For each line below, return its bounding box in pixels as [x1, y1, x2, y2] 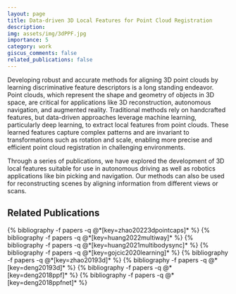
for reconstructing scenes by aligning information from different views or [7, 179, 218, 188]
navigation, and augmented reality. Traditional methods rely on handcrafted [7, 105, 226, 114]
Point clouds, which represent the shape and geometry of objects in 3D [7, 90, 215, 99]
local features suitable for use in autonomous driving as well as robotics [7, 164, 216, 173]
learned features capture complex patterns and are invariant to [7, 128, 190, 136]
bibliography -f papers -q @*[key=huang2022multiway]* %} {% [7, 233, 194, 242]
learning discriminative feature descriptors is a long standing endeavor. [7, 82, 214, 92]
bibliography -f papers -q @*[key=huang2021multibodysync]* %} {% [7, 240, 209, 249]
